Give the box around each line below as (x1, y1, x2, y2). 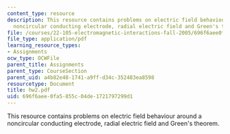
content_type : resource (7, 10, 75, 17)
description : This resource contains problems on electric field (7, 16, 197, 23)
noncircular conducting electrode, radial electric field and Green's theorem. (7, 120, 220, 127)
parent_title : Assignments (7, 61, 84, 68)
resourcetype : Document (7, 80, 75, 87)
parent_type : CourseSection (7, 67, 88, 74)
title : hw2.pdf (7, 87, 51, 93)
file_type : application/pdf (7, 36, 88, 43)
